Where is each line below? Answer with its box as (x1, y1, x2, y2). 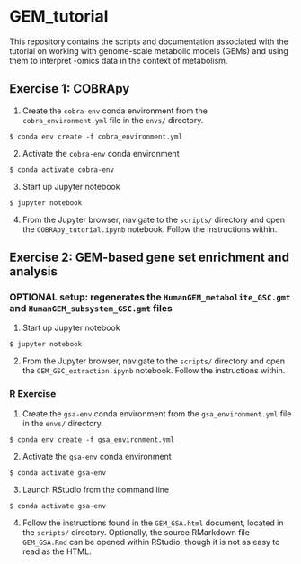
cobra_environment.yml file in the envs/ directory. (22, 114, 204, 125)
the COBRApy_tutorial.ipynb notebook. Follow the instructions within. (22, 223, 278, 235)
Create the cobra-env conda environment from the (22, 105, 208, 116)
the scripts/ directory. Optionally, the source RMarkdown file (22, 526, 250, 537)
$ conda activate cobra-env (9, 165, 115, 175)
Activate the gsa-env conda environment (22, 451, 173, 461)
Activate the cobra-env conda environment (22, 148, 180, 158)
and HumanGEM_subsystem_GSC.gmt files (9, 302, 173, 315)
